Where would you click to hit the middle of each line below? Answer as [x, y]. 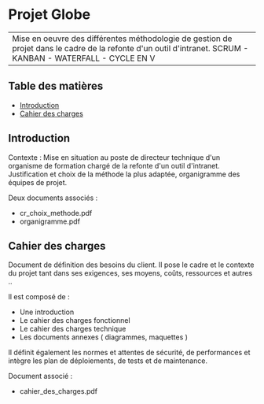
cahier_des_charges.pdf [59, 391]
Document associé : [40, 376]
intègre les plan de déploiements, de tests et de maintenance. [108, 361]
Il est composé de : [39, 297]
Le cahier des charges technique [73, 329]
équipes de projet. [38, 182]
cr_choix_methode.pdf [56, 213]
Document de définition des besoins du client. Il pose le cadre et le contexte [131, 265]
